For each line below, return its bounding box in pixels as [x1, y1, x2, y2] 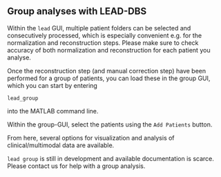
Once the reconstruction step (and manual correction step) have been [7, 66, 206, 75]
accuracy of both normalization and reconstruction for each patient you [7, 46, 211, 54]
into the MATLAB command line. [7, 106, 99, 115]
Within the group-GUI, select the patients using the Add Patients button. [7, 120, 213, 129]
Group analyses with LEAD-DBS [7, 6, 147, 17]
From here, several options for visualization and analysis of [7, 133, 175, 142]
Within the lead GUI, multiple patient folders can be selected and [7, 24, 191, 32]
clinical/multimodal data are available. [7, 141, 115, 149]
